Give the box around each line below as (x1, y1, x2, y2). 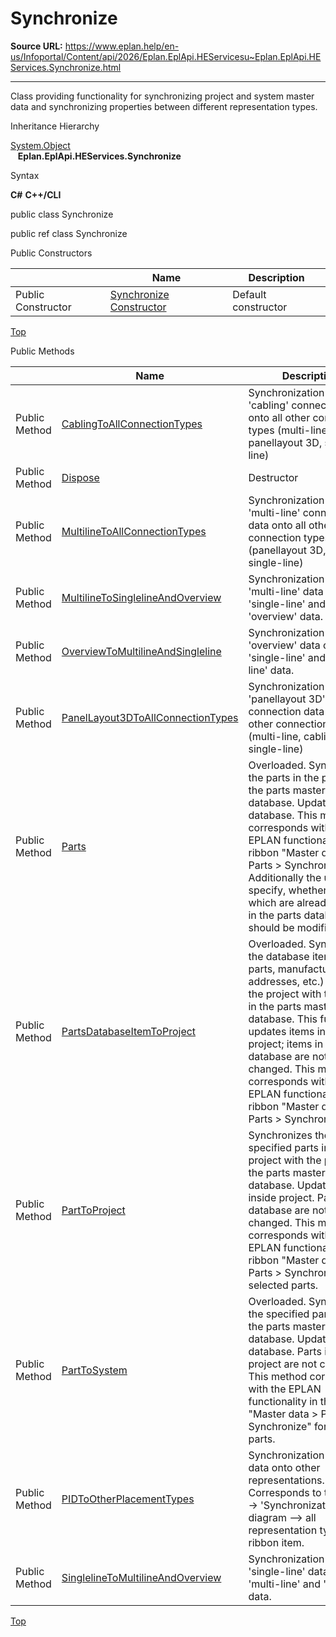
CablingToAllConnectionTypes (61, 417, 203, 431)
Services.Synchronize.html (10, 61, 122, 73)
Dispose (61, 470, 100, 484)
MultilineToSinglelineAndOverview (61, 590, 222, 604)
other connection (248, 717, 329, 731)
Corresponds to (248, 1485, 322, 1499)
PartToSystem (61, 1363, 128, 1377)
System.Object (10, 139, 71, 151)
